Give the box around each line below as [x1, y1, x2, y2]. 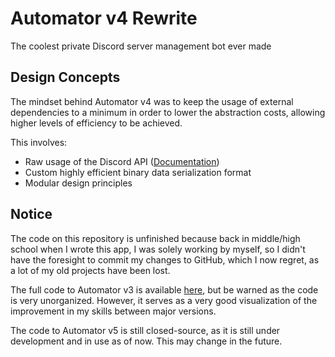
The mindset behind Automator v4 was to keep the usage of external [10, 95, 294, 107]
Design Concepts [10, 69, 121, 86]
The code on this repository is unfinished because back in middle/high [10, 232, 301, 244]
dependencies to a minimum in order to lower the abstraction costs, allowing [10, 106, 326, 118]
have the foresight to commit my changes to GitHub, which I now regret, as [10, 253, 320, 266]
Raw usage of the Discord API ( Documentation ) [24, 155, 220, 167]
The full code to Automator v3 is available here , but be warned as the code [10, 283, 319, 296]
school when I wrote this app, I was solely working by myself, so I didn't [10, 243, 306, 255]
